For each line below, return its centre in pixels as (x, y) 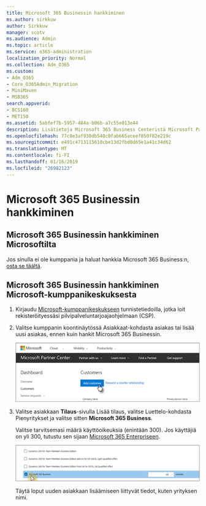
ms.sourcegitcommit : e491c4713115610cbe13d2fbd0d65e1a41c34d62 (89, 142)
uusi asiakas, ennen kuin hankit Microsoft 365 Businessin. (88, 334)
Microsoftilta (32, 244)
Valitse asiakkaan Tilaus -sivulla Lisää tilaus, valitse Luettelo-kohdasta (103, 412)
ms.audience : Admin (31, 39)
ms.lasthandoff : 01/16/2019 (42, 162)
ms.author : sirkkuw (31, 19)
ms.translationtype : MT (37, 149)
